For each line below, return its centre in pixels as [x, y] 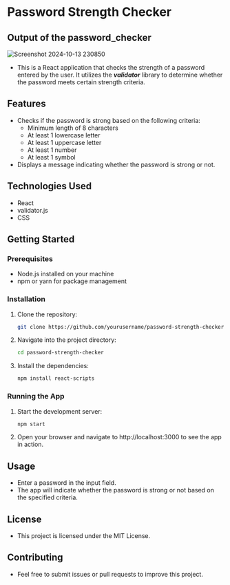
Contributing [35, 558]
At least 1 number [52, 150]
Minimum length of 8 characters [73, 128]
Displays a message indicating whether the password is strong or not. [116, 164]
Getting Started [41, 239]
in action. [30, 444]
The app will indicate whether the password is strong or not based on [116, 490]
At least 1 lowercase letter [64, 135]
